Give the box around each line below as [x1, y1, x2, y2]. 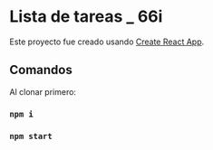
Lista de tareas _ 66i [9, 6, 163, 27]
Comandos [9, 62, 73, 78]
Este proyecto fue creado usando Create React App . [9, 36, 205, 47]
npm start [9, 131, 53, 141]
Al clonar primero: [9, 86, 77, 97]
